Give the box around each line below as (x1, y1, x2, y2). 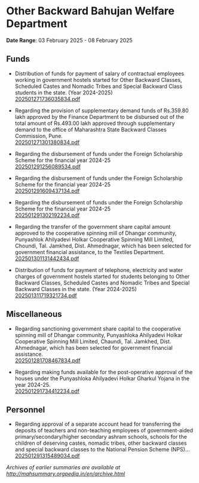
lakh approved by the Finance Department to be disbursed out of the (14, 113, 184, 120)
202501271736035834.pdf (14, 95, 81, 102)
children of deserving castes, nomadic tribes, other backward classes (14, 439, 187, 447)
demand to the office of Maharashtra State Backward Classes (14, 126, 167, 133)
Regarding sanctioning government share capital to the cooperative (14, 325, 181, 332)
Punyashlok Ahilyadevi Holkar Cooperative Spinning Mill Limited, (14, 236, 174, 243)
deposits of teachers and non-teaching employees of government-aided (14, 427, 193, 434)
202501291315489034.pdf (14, 453, 80, 460)
